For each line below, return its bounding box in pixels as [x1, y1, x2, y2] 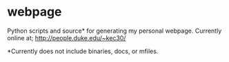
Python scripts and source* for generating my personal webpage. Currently [7, 27, 222, 35]
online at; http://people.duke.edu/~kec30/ [7, 33, 126, 42]
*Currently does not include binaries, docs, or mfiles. [7, 47, 159, 55]
